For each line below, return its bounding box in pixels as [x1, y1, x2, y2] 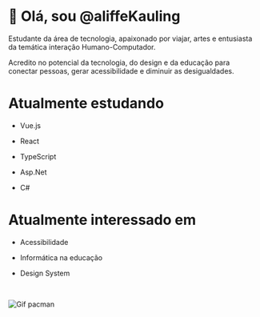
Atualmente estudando [8, 94, 164, 113]
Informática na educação [19, 252, 102, 263]
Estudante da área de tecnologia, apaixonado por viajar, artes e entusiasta [8, 34, 253, 43]
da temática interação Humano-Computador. [8, 42, 156, 51]
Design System [19, 268, 70, 278]
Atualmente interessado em [8, 211, 197, 229]
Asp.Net [19, 167, 47, 177]
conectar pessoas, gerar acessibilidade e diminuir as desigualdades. [8, 66, 234, 75]
